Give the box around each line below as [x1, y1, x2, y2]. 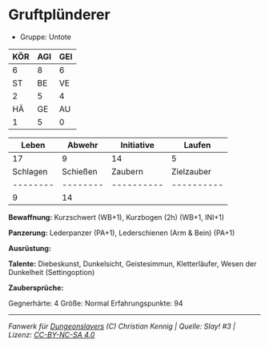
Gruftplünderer [8, 6, 110, 24]
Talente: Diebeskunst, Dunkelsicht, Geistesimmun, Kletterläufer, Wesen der [8, 258, 257, 269]
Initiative [120, 139, 155, 150]
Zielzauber [171, 166, 212, 177]
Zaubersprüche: [8, 282, 64, 293]
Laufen [183, 139, 211, 150]
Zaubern [111, 166, 144, 177]
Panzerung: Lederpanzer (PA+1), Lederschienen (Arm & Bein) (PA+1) [8, 228, 235, 237]
